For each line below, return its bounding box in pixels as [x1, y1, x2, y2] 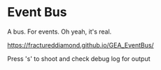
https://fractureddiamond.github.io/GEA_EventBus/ [7, 41, 154, 49]
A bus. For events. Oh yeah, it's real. [7, 27, 112, 36]
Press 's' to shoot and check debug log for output [7, 54, 150, 63]
